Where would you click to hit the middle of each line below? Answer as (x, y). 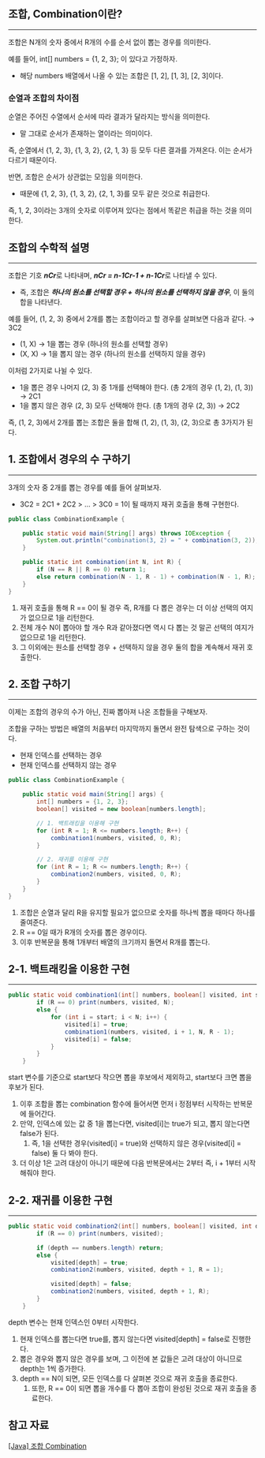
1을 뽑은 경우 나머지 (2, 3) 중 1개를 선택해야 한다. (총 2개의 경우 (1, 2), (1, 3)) (136, 387)
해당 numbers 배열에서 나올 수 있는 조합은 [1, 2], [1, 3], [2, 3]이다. (121, 75)
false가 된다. (39, 1134)
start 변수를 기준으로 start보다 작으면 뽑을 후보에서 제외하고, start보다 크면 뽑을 (130, 1077)
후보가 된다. (26, 1087)
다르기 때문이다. (33, 160)
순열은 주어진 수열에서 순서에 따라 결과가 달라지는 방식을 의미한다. (109, 117)
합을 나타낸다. (41, 301)
